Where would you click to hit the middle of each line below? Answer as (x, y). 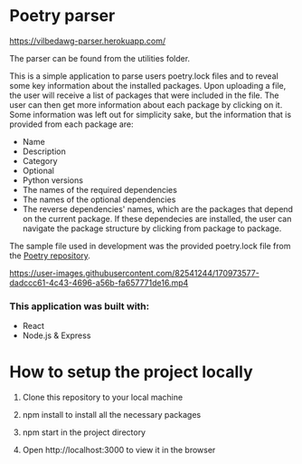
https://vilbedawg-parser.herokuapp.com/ (87, 41)
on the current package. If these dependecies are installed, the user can (157, 218)
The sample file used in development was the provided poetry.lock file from (150, 246)
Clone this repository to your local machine (103, 397)
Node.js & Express (57, 335)
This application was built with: (80, 306)
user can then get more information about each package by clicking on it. (146, 104)
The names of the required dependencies (100, 189)
